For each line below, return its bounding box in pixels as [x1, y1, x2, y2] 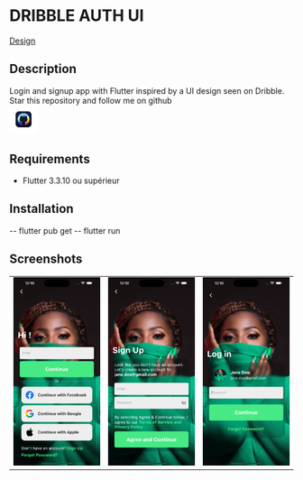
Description [9, 61, 77, 77]
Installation [9, 201, 74, 217]
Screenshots [9, 252, 83, 267]
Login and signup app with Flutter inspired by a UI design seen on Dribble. [9, 85, 285, 96]
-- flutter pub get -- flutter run [9, 225, 121, 235]
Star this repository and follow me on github [9, 95, 173, 106]
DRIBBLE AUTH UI [9, 5, 144, 26]
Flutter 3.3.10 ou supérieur [22, 175, 120, 186]
